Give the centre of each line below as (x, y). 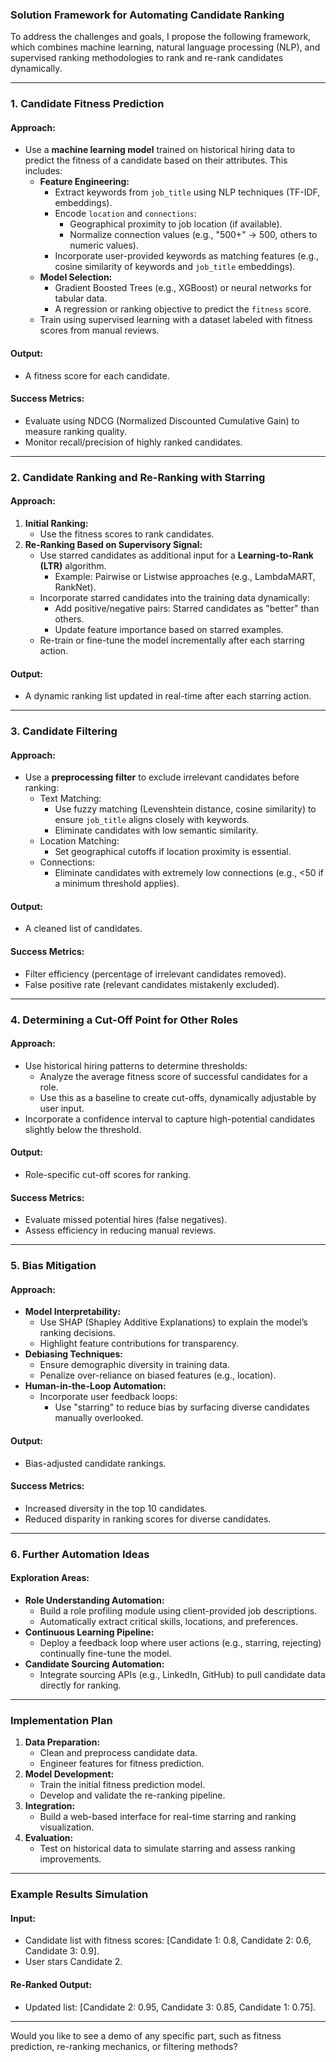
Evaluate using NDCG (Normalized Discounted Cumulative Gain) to (162, 420)
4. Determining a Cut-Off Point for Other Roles (124, 1020)
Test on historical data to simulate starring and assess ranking (167, 1849)
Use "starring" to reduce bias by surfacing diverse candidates (182, 1407)
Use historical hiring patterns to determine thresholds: (136, 1065)
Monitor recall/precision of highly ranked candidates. (133, 442)
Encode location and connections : (125, 214)
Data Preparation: (62, 1742)
